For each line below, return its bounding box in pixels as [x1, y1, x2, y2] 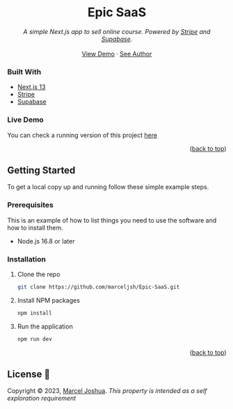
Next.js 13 [17, 83, 46, 91]
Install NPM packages [17, 296, 80, 304]
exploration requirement [7, 394, 77, 403]
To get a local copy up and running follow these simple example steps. [7, 183, 209, 191]
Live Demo [7, 115, 44, 125]
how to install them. [7, 223, 64, 232]
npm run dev [17, 335, 52, 342]
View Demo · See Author [81, 49, 152, 58]
